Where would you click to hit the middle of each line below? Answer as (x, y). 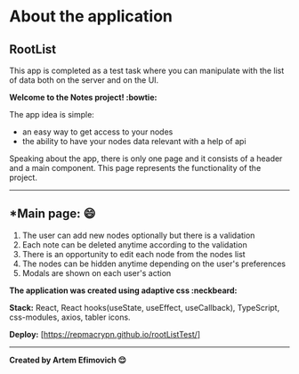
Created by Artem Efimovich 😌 (68, 360)
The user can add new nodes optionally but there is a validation (138, 235)
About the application (91, 16)
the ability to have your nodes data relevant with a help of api (134, 141)
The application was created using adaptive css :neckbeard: (123, 290)
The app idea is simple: (52, 114)
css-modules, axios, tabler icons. (70, 317)
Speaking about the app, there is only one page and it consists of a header (146, 159)
